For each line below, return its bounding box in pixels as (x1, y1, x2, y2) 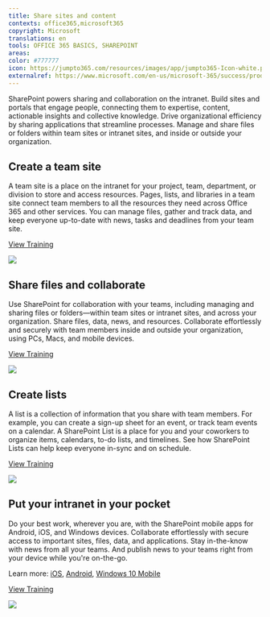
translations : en (8, 34, 67, 43)
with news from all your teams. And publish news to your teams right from (8, 545, 253, 554)
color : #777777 (8, 57, 59, 65)
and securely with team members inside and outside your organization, (8, 325, 243, 335)
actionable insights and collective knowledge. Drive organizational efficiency (8, 110, 262, 121)
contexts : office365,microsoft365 (8, 19, 125, 27)
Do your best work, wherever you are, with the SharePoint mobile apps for (8, 519, 254, 528)
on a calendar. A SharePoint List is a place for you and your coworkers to (8, 426, 249, 436)
